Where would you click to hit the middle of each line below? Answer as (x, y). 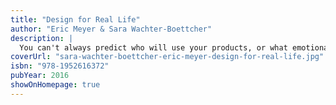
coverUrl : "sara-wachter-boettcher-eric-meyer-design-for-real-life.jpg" (167, 57)
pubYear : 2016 (40, 76)
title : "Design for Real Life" (75, 19)
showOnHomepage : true (55, 85)
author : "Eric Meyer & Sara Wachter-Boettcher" (111, 29)
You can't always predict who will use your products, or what (153, 47)
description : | (42, 38)
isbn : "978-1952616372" (60, 66)
